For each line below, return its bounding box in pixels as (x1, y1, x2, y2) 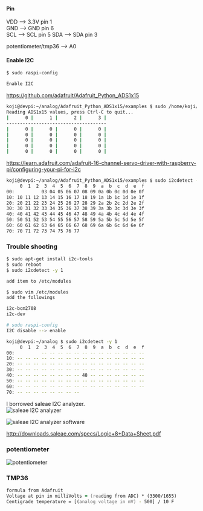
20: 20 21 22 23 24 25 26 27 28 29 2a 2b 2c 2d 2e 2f (6, 200, 145, 206)
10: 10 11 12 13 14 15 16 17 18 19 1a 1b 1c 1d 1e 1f (6, 194, 145, 201)
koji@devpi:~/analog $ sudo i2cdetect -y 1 (6, 338, 118, 344)
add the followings (6, 295, 56, 301)
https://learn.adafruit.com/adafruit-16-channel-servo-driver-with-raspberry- (6, 159, 196, 167)
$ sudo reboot (6, 262, 42, 268)
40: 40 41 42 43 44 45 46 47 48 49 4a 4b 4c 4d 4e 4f (6, 211, 145, 217)
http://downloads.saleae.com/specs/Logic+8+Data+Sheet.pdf (6, 429, 161, 437)
